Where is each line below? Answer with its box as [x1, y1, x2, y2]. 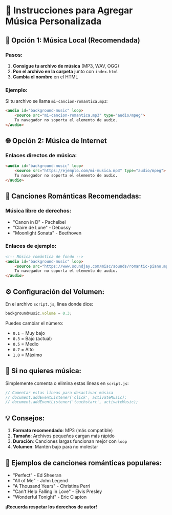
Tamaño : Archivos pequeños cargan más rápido [12, 433, 115, 439]
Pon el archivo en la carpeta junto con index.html [12, 68, 119, 74]
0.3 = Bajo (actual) [12, 335, 52, 341]
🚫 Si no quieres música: [5, 367, 82, 375]
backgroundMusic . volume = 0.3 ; [5, 311, 72, 316]
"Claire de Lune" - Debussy [12, 224, 71, 230]
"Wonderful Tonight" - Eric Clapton [12, 493, 87, 500]
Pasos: [5, 51, 23, 58]
